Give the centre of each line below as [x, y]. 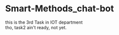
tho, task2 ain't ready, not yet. [36, 27]
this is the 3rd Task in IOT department [44, 22]
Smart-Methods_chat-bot [59, 9]
